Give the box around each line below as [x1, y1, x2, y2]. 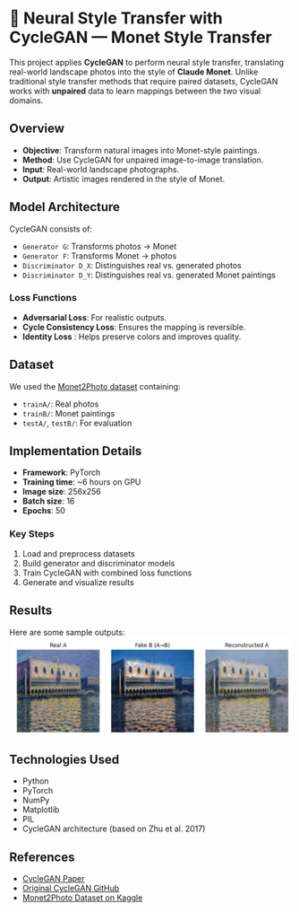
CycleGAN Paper [21, 873, 85, 883]
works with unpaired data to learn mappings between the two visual [9, 85, 261, 96]
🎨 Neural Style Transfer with [9, 8, 223, 29]
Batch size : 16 [21, 495, 75, 506]
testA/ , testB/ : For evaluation [21, 417, 132, 428]
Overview [9, 121, 65, 136]
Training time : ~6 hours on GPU [21, 477, 141, 487]
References [9, 849, 75, 864]
